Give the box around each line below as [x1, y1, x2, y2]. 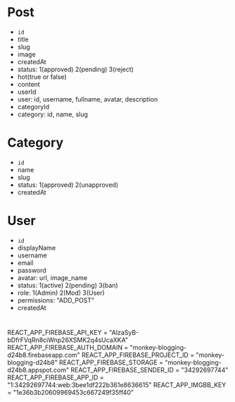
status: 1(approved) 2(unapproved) [17, 181, 119, 189]
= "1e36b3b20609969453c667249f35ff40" [7, 389, 134, 396]
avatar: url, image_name [17, 273, 88, 282]
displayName [17, 243, 56, 252]
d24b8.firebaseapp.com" [7, 351, 81, 359]
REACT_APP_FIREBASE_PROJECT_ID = [82, 351, 195, 359]
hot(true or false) [17, 72, 67, 81]
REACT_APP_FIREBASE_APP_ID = [7, 373, 104, 382]
